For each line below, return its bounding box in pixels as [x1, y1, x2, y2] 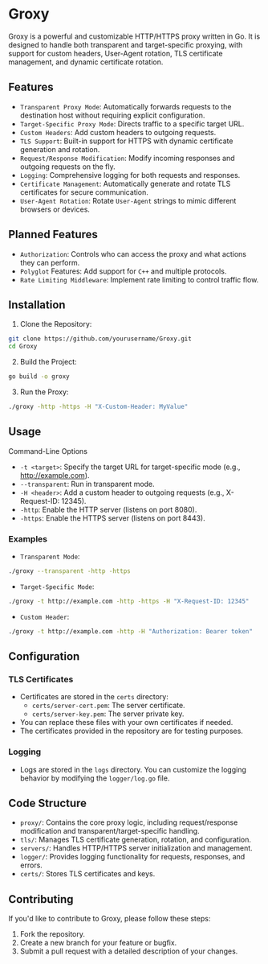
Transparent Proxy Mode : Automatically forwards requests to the [19, 101, 232, 111]
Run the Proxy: [19, 387, 69, 397]
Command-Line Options [8, 446, 88, 455]
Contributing [8, 892, 74, 906]
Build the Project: [19, 357, 78, 367]
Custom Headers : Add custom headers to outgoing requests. [19, 127, 217, 137]
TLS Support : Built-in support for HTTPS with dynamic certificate [19, 136, 233, 146]
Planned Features [8, 228, 99, 241]
